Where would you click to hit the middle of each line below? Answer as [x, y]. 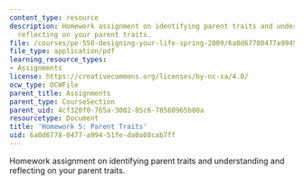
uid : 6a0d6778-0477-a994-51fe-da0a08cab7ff [93, 135]
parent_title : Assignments [60, 93]
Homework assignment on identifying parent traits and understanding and [147, 161]
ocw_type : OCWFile [44, 85]
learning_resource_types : [58, 60]
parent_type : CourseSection [62, 102]
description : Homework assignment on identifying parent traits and [141, 26]
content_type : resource [54, 18]
